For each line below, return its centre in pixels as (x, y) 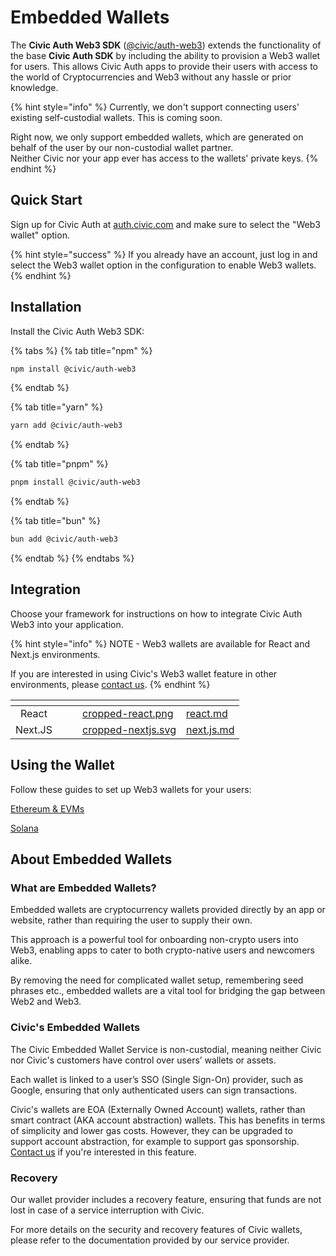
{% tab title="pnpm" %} (59, 464)
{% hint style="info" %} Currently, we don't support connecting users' (155, 107)
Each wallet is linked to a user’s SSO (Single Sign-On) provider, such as (157, 1079)
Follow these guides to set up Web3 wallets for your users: (131, 789)
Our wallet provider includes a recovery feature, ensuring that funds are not (166, 1199)
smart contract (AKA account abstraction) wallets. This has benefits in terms (168, 1120)
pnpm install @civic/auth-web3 (75, 482)
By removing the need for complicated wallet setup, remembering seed (157, 980)
